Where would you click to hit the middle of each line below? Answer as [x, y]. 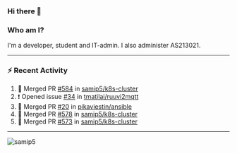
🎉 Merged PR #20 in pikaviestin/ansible [75, 106]
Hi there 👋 [25, 11]
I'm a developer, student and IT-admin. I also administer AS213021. [104, 46]
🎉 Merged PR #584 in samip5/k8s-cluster [78, 88]
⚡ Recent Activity [38, 71]
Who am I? [26, 29]
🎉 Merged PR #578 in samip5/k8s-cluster [77, 114]
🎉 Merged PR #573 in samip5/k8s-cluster [77, 121]
